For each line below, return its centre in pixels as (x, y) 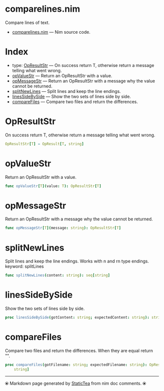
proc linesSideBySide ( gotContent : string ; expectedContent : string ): (77, 318)
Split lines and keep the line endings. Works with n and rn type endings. (77, 261)
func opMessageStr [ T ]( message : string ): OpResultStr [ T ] (63, 228)
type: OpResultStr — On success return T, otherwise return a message (83, 65)
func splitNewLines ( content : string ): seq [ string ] (58, 275)
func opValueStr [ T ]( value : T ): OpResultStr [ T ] (53, 186)
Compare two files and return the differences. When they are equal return (79, 350)
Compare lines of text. (27, 22)
